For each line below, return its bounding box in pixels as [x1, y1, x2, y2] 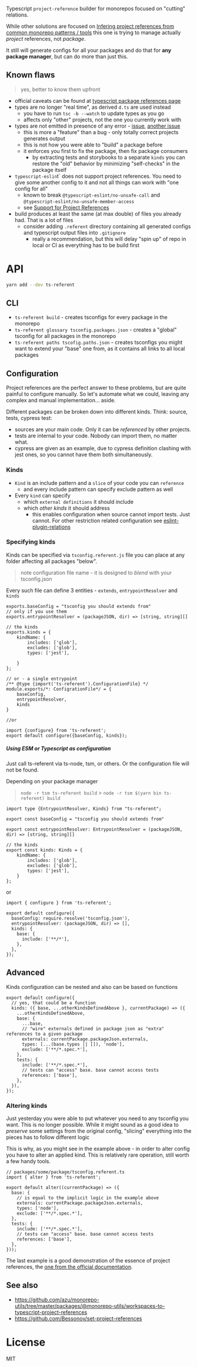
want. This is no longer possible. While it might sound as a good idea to [6, 1121, 179, 1128]
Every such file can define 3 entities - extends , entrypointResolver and [6, 587, 178, 594]
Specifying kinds [6, 538, 56, 546]
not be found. [6, 766, 39, 773]
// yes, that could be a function [11, 1000, 96, 1006]
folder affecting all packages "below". [6, 558, 98, 565]
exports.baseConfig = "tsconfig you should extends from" [6, 603, 151, 609]
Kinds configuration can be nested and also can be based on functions [6, 983, 178, 990]
